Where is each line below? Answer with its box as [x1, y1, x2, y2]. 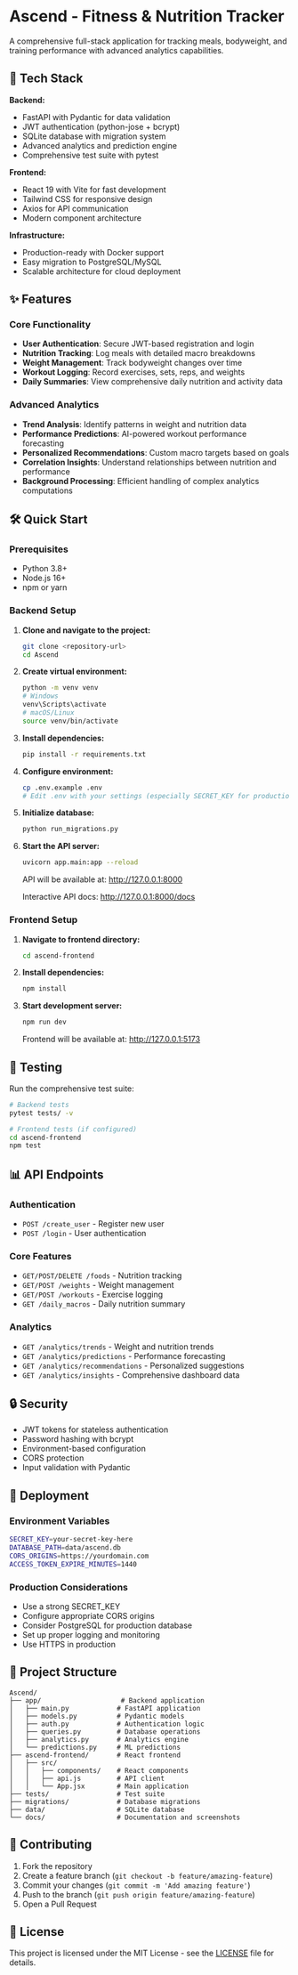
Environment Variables [9, 1515, 110, 1527]
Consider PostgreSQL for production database [21, 1620, 193, 1631]
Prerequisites [9, 543, 68, 555]
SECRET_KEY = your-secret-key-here [9, 1535, 133, 1544]
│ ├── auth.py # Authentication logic [9, 1720, 205, 1728]
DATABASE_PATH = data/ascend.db [9, 1542, 122, 1552]
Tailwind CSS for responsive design [21, 193, 153, 204]
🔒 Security [9, 1396, 68, 1412]
